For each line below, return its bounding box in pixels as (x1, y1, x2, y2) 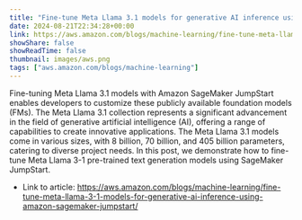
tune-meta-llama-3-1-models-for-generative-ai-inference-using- (22, 190, 263, 202)
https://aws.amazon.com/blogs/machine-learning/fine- (76, 181, 281, 192)
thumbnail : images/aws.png (9, 55, 111, 64)
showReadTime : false (9, 47, 87, 56)
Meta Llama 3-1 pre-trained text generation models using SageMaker (28, 154, 284, 165)
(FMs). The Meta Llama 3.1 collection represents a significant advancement (9, 107, 288, 118)
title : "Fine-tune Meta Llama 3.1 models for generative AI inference (9, 13, 280, 22)
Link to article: (22, 181, 75, 192)
